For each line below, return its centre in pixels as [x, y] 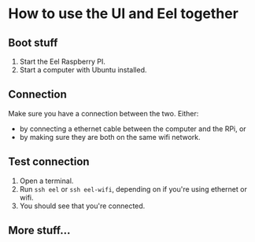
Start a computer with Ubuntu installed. [83, 70]
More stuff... [39, 231]
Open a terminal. [46, 181]
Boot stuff [33, 43]
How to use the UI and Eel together [123, 14]
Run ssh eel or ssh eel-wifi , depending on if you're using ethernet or [133, 189]
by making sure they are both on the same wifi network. [110, 137]
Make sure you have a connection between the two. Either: [103, 113]
